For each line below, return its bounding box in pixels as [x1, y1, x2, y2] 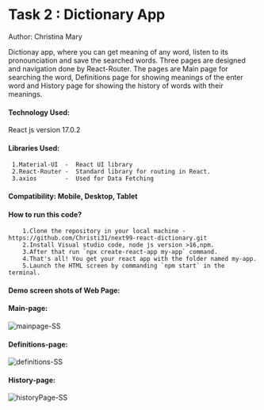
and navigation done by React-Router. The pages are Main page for [8, 63, 228, 73]
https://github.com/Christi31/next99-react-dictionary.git [8, 234, 208, 243]
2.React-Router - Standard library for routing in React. [11, 168, 212, 176]
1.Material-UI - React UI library [11, 161, 133, 169]
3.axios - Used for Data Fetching [11, 174, 155, 183]
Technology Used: [8, 107, 70, 117]
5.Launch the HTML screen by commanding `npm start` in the [22, 262, 225, 270]
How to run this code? [8, 209, 82, 219]
